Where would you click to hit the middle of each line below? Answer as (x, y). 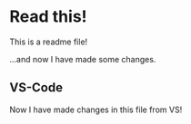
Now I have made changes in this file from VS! (96, 110)
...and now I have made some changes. (83, 59)
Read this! (49, 17)
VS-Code (36, 88)
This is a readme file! (49, 42)
